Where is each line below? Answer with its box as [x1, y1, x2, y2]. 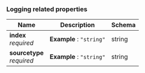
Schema [111, 21, 136, 29]
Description [60, 21, 95, 29]
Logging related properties [6, 5, 87, 13]
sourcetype [9, 48, 44, 57]
